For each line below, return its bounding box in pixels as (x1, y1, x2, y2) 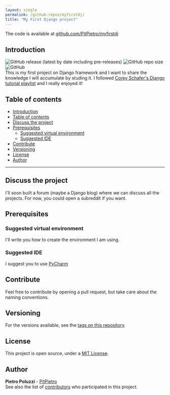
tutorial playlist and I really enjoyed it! (5, 81, 83, 87)
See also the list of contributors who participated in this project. (5, 384, 138, 390)
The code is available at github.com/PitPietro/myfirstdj (5, 31, 119, 37)
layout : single (5, 7, 37, 13)
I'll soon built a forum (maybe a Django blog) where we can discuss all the (5, 189, 159, 195)
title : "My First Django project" (5, 17, 78, 22)
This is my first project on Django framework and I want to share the (5, 69, 147, 76)
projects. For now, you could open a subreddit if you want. (5, 195, 126, 201)
